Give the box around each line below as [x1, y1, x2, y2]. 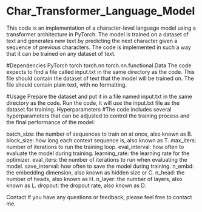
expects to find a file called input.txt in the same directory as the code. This [6, 68, 195, 75]
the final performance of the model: [6, 118, 95, 125]
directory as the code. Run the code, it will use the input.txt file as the [6, 99, 180, 107]
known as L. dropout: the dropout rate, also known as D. [6, 182, 147, 189]
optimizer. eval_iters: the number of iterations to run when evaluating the [6, 156, 187, 163]
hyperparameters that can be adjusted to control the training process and [6, 112, 190, 119]
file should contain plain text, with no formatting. [6, 81, 127, 88]
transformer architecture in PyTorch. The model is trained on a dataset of [6, 30, 189, 38]
